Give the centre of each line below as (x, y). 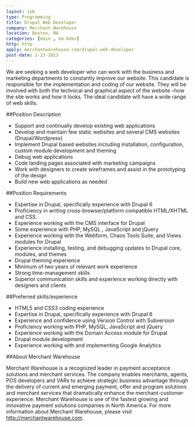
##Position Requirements (36, 193)
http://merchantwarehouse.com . (45, 418)
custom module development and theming (65, 151)
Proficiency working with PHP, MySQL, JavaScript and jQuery (89, 326)
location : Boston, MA (32, 33)
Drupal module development (49, 339)
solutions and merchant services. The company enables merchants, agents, (97, 374)
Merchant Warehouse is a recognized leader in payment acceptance (88, 368)
